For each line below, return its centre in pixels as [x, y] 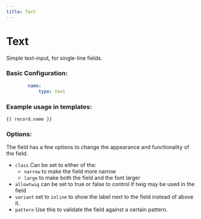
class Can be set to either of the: [55, 165]
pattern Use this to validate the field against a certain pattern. [91, 209]
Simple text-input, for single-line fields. [54, 58]
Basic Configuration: [37, 74]
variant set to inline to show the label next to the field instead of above [104, 197]
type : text [52, 91]
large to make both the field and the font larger [82, 178]
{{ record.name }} [29, 119]
